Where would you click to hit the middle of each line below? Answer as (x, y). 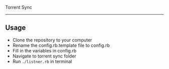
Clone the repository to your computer (52, 40)
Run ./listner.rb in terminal (42, 61)
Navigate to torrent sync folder (44, 56)
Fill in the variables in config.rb (45, 50)
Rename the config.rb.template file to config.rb (61, 45)
